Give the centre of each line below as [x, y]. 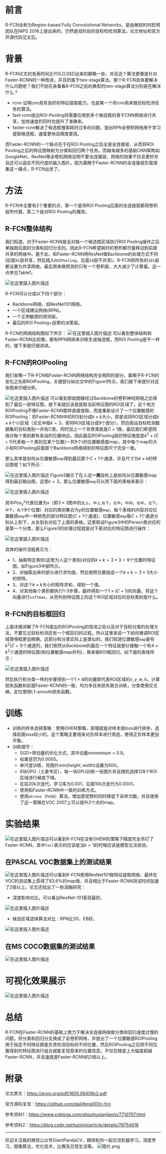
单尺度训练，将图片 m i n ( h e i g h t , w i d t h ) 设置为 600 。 [70, 765]
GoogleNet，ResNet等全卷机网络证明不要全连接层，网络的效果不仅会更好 [80, 156]
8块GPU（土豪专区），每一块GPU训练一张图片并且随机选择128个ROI [88, 771]
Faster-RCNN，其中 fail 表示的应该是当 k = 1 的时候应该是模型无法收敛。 [78, 845]
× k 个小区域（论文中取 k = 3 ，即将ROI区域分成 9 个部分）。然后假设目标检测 [80, 423]
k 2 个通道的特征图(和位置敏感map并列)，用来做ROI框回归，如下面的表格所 [80, 651]
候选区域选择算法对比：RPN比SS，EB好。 [55, 919]
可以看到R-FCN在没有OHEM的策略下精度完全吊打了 [102, 839]
